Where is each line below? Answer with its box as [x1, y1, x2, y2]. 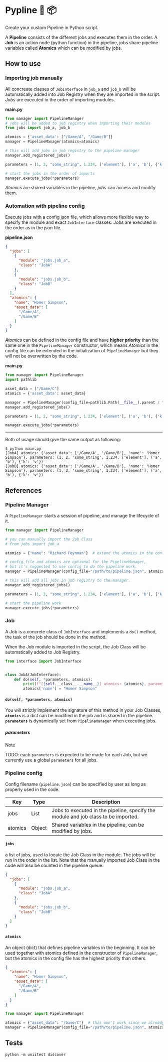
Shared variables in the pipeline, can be [51, 821, 144, 828]
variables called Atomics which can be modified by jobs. [5, 45, 122, 51]
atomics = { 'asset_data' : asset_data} [5, 390, 86, 396]
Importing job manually [5, 74, 63, 81]
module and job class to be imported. [51, 813, 139, 820]
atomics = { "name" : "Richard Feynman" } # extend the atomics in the [5, 551, 153, 556]
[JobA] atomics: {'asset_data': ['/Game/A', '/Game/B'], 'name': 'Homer [5, 451, 160, 456]
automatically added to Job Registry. [5, 649, 81, 655]
